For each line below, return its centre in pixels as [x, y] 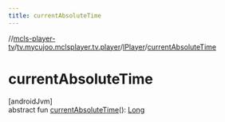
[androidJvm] [31, 101]
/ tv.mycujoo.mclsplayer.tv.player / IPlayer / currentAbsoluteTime [115, 47]
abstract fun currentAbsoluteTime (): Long [77, 109]
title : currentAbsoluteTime [55, 16]
